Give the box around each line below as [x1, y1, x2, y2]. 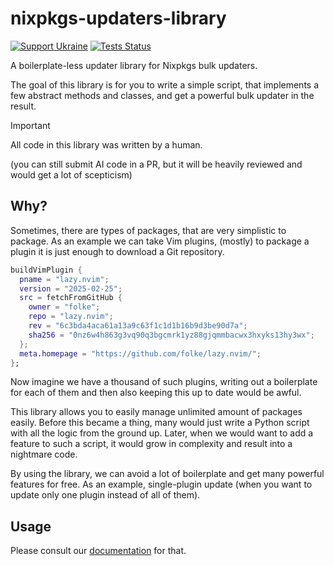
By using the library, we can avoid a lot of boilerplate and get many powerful [10, 468, 325, 480]
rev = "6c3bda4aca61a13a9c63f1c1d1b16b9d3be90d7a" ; [28, 321, 248, 331]
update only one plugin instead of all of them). [10, 489, 201, 501]
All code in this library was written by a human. [10, 138, 203, 151]
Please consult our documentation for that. [10, 545, 187, 557]
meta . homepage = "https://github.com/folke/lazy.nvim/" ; [19, 348, 262, 359]
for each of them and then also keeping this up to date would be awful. [10, 387, 302, 399]
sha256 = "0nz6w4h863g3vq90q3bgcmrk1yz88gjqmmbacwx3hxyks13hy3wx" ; [28, 330, 315, 340]
